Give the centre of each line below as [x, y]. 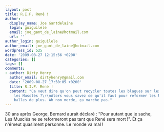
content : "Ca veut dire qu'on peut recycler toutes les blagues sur [81, 91]
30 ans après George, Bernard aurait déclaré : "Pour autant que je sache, [79, 114]
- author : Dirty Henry [28, 73]
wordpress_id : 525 [24, 50]
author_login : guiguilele [31, 41]
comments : [15, 69]
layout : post [18, 9]
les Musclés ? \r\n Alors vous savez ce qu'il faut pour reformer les [85, 95]
